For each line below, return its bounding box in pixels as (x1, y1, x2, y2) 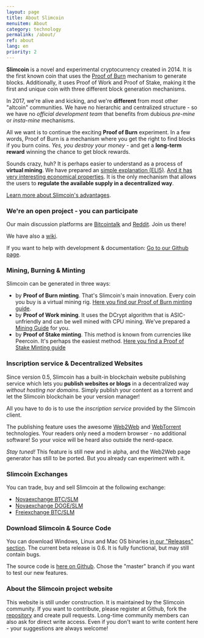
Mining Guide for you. (15, 324, 70, 332)
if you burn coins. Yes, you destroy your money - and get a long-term (6, 142, 182, 149)
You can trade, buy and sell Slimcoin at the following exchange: (6, 484, 166, 491)
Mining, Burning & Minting (6, 266, 86, 275)
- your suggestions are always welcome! (6, 625, 109, 632)
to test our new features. (6, 569, 68, 577)
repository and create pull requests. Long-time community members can (6, 611, 189, 619)
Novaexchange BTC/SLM (15, 495, 79, 503)
